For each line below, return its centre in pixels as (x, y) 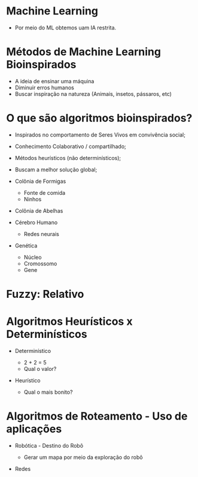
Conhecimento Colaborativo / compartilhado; (71, 146)
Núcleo (33, 257)
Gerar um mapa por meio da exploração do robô (83, 457)
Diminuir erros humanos (45, 87)
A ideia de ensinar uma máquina (54, 81)
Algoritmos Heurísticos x (69, 321)
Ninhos (33, 199)
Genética (26, 245)
